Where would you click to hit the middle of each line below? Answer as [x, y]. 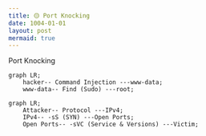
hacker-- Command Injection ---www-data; [93, 82]
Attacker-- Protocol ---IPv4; [73, 110]
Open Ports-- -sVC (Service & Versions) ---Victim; [111, 125]
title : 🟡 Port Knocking [49, 16]
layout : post [30, 30]
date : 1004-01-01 [37, 23]
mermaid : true [32, 38]
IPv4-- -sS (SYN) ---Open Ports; [79, 118]
